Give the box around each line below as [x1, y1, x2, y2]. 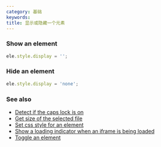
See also [6, 95, 32, 103]
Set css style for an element [14, 121, 84, 128]
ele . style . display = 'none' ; [6, 81, 79, 87]
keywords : [6, 14, 31, 20]
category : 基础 [6, 8, 42, 15]
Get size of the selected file [14, 115, 83, 122]
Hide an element [6, 67, 55, 75]
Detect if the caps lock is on [14, 109, 84, 116]
